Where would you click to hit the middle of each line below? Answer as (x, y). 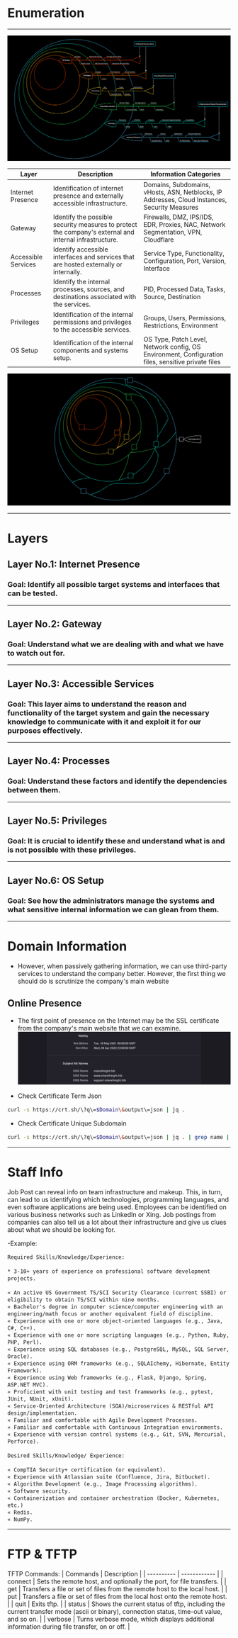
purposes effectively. (45, 730)
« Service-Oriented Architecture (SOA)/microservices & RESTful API (110, 1406)
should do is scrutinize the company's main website (93, 981)
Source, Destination (172, 297)
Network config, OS (172, 347)
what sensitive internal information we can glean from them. (113, 909)
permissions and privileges (92, 322)
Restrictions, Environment (181, 326)
